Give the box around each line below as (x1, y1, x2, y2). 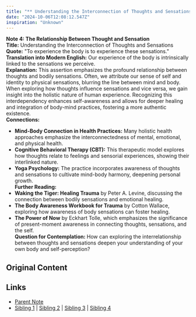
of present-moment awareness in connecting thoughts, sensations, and (14, 220, 187, 228)
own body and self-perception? (14, 246, 90, 253)
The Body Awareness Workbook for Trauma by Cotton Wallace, (14, 202, 170, 209)
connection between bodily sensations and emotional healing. (14, 196, 164, 203)
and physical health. (14, 140, 63, 147)
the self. (14, 227, 34, 234)
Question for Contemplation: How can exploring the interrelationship (14, 233, 182, 240)
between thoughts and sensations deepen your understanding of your (14, 239, 183, 246)
